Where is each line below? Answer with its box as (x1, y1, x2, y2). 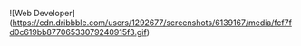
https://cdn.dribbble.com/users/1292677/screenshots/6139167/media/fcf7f (12, 17, 293, 28)
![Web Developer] (9, 8, 75, 18)
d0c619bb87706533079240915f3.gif (9, 27, 147, 37)
